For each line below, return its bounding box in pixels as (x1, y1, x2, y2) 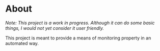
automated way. (5, 40, 39, 46)
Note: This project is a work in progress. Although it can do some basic (5, 20, 155, 26)
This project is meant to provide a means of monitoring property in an (5, 35, 151, 41)
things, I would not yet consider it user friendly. (5, 25, 104, 31)
